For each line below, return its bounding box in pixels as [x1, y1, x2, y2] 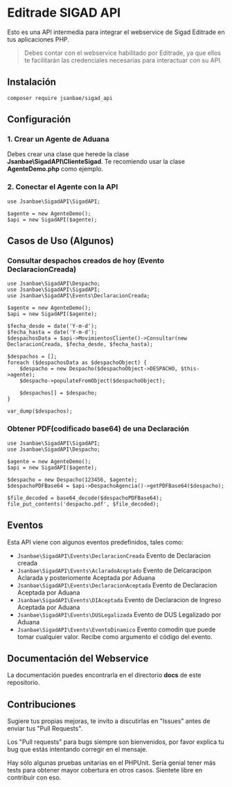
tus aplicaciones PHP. [7, 35, 69, 43]
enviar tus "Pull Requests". [7, 724, 83, 733]
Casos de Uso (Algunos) [7, 235, 114, 247]
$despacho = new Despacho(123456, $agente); [7, 476, 138, 483]
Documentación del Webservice [7, 652, 149, 664]
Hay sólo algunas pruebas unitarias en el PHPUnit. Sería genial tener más [7, 759, 216, 767]
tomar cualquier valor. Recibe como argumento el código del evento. [17, 632, 213, 640]
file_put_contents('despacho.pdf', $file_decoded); [7, 500, 159, 508]
